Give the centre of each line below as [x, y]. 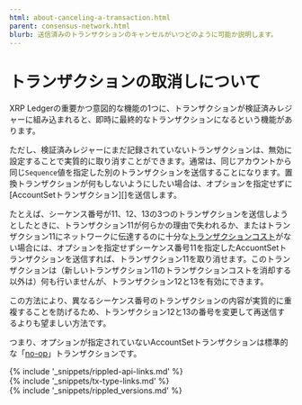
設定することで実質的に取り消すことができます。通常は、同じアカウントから [151, 161]
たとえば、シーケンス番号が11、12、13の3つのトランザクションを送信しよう [149, 214]
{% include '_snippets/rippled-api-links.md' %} [97, 372]
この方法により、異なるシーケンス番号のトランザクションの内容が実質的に [147, 301]
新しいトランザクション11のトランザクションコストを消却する [178, 270]
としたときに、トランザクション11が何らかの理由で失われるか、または [138, 225]
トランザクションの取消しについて [135, 81]
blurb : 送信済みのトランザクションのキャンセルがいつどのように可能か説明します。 [144, 34]
